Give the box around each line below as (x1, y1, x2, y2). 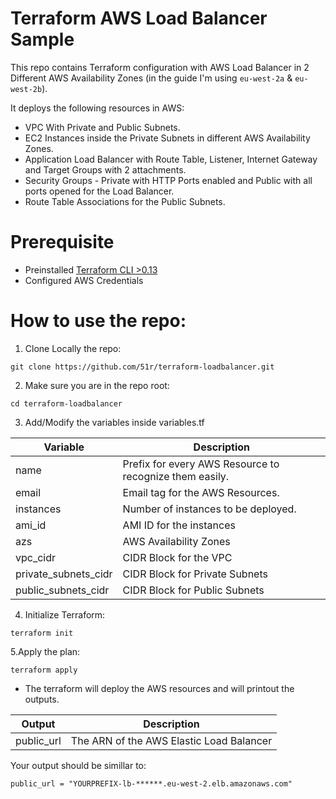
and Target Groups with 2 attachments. (24, 163, 187, 176)
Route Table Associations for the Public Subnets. (24, 195, 226, 207)
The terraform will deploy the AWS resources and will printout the (24, 682, 295, 694)
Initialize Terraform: (24, 608, 106, 621)
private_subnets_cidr (15, 567, 113, 581)
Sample (10, 28, 75, 51)
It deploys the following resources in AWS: (10, 102, 185, 114)
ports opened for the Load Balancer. (24, 185, 175, 197)
